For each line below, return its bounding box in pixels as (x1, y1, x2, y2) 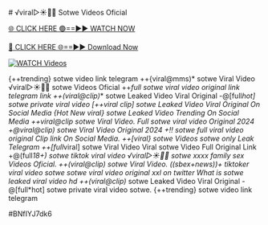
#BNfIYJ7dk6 (8, 209, 52, 219)
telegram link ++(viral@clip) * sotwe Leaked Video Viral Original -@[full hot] (8, 91, 256, 100)
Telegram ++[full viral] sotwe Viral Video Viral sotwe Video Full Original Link (8, 142, 257, 152)
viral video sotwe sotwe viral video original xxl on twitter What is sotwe (8, 168, 244, 177)
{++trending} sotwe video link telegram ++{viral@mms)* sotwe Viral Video (8, 74, 255, 84)
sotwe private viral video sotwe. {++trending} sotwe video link (47, 185, 253, 194)
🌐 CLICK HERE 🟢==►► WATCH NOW (8, 24, 136, 33)
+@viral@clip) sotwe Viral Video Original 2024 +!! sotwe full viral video (8, 125, 244, 134)
